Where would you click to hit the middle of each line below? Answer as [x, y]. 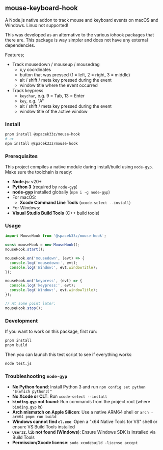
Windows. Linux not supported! [37, 25]
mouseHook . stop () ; [24, 308]
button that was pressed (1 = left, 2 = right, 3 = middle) [75, 75]
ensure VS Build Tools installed [43, 427]
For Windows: [26, 208]
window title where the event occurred [59, 85]
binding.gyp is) [27, 407]
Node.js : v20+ [27, 182]
